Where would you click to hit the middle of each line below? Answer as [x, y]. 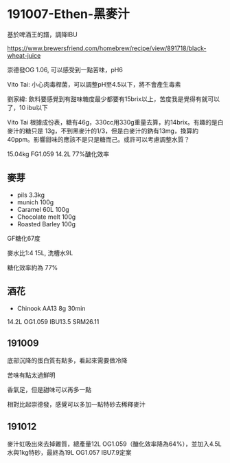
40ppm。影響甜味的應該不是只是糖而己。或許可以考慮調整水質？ [99, 139]
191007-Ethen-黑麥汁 [68, 14]
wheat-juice [24, 55]
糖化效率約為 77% [33, 267]
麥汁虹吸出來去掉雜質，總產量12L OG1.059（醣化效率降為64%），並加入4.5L [114, 444]
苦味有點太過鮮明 [31, 375]
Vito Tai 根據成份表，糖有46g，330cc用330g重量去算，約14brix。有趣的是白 [115, 122]
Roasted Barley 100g [46, 224]
